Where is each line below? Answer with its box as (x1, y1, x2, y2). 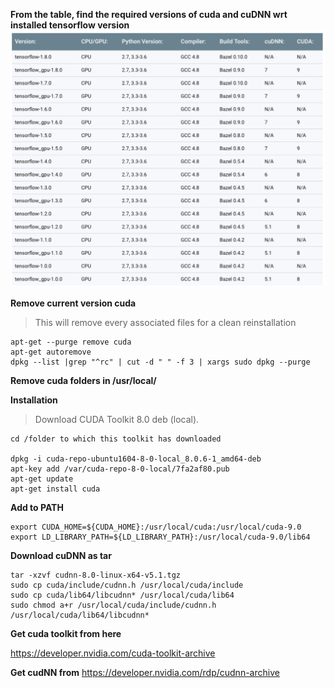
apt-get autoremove (10, 347, 92, 357)
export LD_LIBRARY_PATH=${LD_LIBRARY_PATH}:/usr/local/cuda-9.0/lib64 (10, 532, 311, 542)
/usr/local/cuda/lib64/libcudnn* (10, 610, 150, 620)
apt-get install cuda (10, 484, 101, 494)
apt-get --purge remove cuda (10, 337, 132, 347)
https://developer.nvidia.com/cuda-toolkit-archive (10, 647, 216, 659)
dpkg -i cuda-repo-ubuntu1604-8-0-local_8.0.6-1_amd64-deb (10, 454, 262, 464)
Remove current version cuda (10, 297, 137, 309)
